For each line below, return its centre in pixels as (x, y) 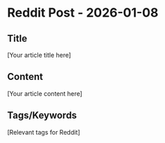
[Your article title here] (39, 55)
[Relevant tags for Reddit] (44, 132)
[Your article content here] (45, 93)
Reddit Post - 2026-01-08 (83, 13)
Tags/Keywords (42, 116)
